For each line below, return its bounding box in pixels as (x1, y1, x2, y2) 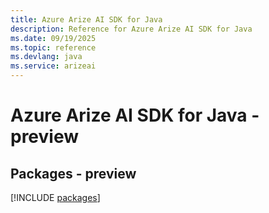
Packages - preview (10, 165, 137, 182)
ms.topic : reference (10, 42, 97, 53)
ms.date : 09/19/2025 (10, 33, 97, 43)
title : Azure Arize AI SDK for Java (10, 14, 163, 25)
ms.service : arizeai (10, 61, 97, 71)
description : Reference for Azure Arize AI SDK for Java (10, 24, 253, 34)
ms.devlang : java (10, 52, 83, 62)
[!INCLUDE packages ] (10, 192, 101, 203)
